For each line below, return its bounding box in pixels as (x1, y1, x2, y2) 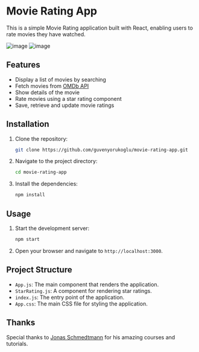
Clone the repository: (14, 135, 68, 142)
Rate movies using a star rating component (14, 95, 122, 102)
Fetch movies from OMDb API (14, 82, 89, 89)
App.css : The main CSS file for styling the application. (14, 300, 148, 307)
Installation (6, 119, 49, 129)
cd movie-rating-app (14, 169, 67, 176)
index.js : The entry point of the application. (14, 293, 125, 301)
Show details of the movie (14, 89, 80, 96)
